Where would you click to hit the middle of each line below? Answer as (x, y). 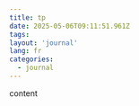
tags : (19, 34)
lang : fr (26, 51)
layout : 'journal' (43, 43)
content (24, 93)
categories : (31, 59)
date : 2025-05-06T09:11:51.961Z (69, 26)
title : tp (28, 18)
